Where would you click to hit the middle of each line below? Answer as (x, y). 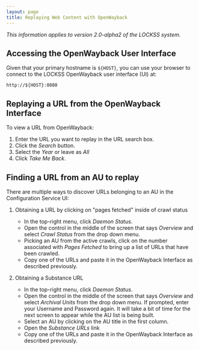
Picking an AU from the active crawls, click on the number (96, 241)
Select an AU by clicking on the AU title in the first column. (96, 321)
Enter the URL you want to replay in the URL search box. (84, 140)
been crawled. (42, 253)
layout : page (23, 12)
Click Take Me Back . (40, 158)
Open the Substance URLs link (62, 328)
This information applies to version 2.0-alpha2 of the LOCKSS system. (93, 34)
